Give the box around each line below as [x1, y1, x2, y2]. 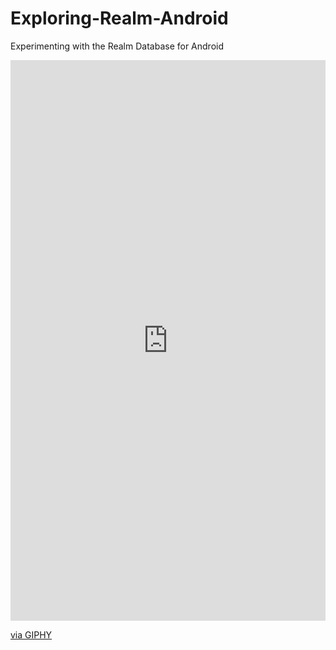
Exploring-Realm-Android [10, 7, 229, 30]
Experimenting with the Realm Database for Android [10, 40, 225, 52]
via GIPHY [10, 629, 53, 641]
